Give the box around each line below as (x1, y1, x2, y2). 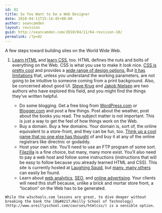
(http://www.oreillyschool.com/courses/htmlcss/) (5, 203, 108, 208)
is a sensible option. (109, 203, 155, 208)
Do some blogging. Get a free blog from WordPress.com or (19, 103, 137, 108)
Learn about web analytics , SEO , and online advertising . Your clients (19, 175, 156, 180)
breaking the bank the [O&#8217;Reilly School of (5, 199, 108, 204)
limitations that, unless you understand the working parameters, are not (12, 72, 155, 78)
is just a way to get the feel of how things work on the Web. (19, 118, 138, 124)
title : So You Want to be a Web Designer (5, 12, 90, 17)
